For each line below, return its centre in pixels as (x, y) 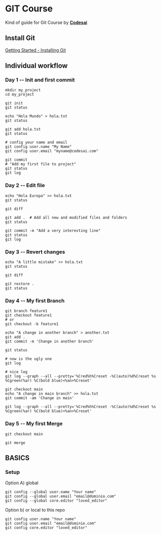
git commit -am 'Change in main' (40, 398)
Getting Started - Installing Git (35, 50)
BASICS (17, 458)
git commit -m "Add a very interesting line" (53, 230)
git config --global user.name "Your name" (51, 492)
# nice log (16, 372)
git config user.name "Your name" (41, 519)
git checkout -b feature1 (32, 324)
